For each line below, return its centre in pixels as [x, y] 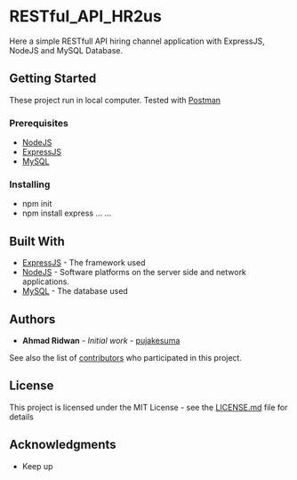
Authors [32, 319]
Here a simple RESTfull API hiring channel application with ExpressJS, [137, 41]
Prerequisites [39, 123]
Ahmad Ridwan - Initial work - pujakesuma [101, 340]
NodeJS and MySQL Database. [66, 50]
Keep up [37, 466]
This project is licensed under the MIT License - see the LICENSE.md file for [148, 407]
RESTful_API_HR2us [85, 16]
